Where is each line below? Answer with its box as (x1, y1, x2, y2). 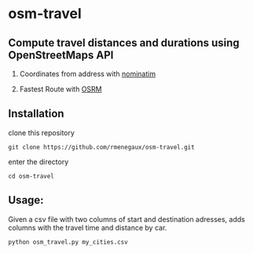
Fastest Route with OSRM (19, 84, 102, 94)
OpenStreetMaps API (8, 48, 114, 61)
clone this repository (8, 127, 75, 138)
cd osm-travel (8, 172, 55, 180)
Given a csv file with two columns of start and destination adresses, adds (8, 214, 245, 224)
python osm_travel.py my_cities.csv (8, 237, 128, 246)
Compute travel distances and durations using (8, 36, 240, 50)
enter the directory (8, 156, 69, 166)
